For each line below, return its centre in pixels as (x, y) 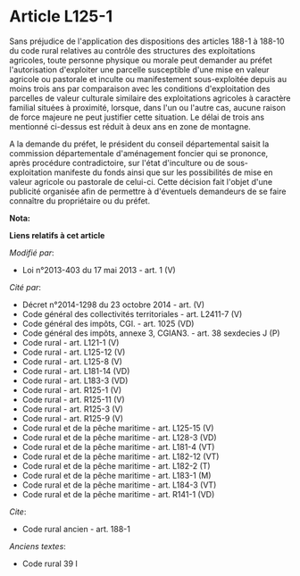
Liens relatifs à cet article (57, 235)
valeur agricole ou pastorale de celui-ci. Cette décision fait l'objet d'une (141, 181)
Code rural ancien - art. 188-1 (76, 529)
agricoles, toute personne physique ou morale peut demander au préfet (141, 60)
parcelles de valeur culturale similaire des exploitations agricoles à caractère (150, 98)
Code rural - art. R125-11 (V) (73, 399)
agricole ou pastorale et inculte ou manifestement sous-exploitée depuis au (148, 79)
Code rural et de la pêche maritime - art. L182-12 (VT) (121, 456)
